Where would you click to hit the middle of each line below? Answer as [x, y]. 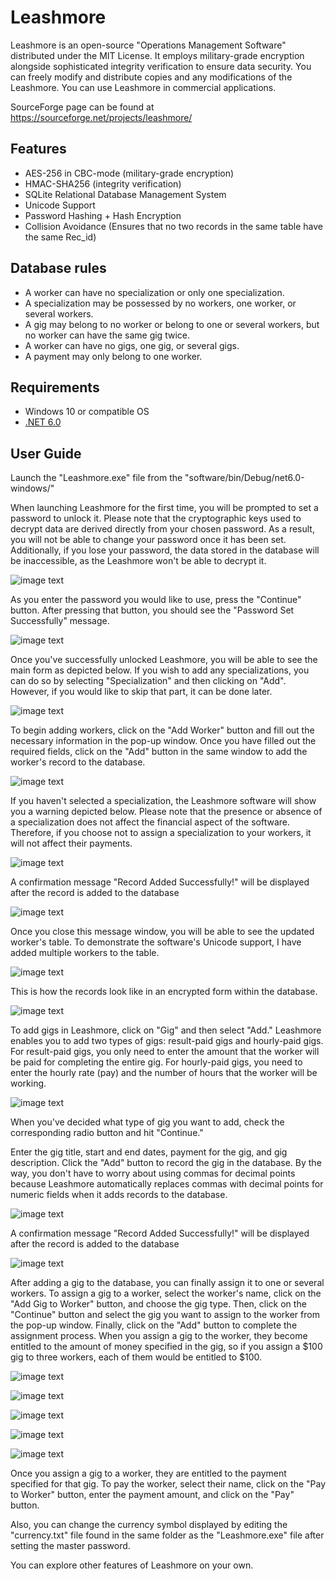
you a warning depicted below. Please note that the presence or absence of [166, 812]
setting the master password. [70, 1546]
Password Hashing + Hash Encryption [103, 215]
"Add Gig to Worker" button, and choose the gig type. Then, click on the [158, 1304]
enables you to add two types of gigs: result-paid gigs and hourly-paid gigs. [167, 1041]
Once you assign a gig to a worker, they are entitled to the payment [148, 1473]
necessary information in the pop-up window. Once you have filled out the [163, 741]
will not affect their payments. [71, 843]
